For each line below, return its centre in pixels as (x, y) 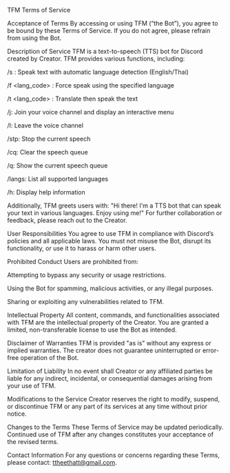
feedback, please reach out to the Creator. (67, 220)
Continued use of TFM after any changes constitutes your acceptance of (111, 434)
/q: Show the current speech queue (57, 165)
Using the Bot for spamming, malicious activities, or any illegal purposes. (110, 288)
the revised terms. (33, 442)
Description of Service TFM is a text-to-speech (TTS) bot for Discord (105, 51)
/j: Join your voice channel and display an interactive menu (91, 112)
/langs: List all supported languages (58, 179)
